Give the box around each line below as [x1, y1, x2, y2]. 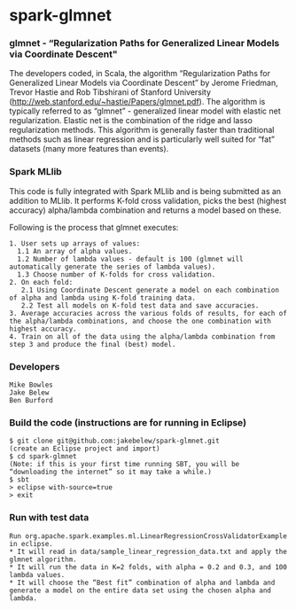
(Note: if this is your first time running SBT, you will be [9, 460, 240, 469]
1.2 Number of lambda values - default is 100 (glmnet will [17, 254, 244, 263]
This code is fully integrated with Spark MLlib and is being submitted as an [9, 185, 282, 196]
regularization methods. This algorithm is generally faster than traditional [9, 125, 275, 136]
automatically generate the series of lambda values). [9, 262, 216, 271]
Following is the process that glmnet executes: [9, 222, 179, 232]
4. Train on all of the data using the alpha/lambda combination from [9, 332, 276, 341]
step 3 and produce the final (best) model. [9, 340, 176, 348]
